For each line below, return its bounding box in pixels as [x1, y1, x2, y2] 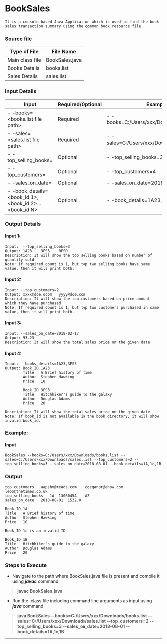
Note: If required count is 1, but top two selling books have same [5, 261, 150, 267]
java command [12, 603, 44, 609]
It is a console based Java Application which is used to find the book [5, 19, 159, 24]
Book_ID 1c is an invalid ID [5, 528, 66, 533]
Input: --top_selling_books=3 [5, 244, 70, 249]
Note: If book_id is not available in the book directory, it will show [5, 414, 159, 419]
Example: [5, 429, 28, 436]
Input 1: [5, 233, 21, 239]
